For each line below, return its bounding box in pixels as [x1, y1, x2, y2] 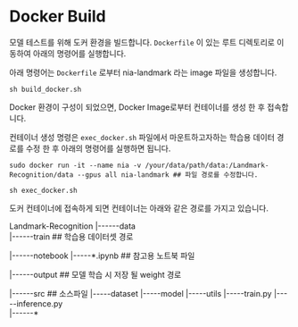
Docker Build [9, 6, 106, 27]
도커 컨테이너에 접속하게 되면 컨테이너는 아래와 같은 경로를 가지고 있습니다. [9, 203, 269, 214]
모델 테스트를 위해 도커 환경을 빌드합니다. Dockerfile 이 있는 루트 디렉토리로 [9, 37, 275, 47]
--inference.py [9, 298, 63, 309]
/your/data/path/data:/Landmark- [145, 161, 269, 170]
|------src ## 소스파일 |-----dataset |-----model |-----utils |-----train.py [9, 288, 272, 298]
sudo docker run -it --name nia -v [9, 161, 142, 170]
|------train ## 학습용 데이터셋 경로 [9, 231, 134, 242]
